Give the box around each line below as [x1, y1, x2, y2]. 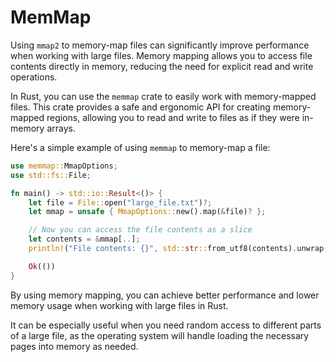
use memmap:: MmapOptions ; [10, 161, 118, 171]
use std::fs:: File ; [10, 170, 92, 180]
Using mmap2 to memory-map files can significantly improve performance [10, 39, 310, 51]
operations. [10, 71, 58, 83]
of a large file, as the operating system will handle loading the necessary [10, 329, 310, 341]
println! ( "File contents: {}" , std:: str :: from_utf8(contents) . [28, 244, 298, 254]
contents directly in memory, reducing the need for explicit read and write [10, 60, 314, 72]
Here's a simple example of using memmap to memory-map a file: [10, 141, 271, 153]
